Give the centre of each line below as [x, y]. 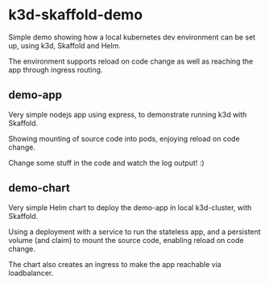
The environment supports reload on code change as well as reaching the [131, 61]
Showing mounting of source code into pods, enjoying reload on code [124, 138]
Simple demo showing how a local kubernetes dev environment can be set [132, 37]
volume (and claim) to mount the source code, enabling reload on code [126, 240]
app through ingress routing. [56, 69]
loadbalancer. [31, 273]
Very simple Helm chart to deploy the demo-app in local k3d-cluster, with [130, 208]
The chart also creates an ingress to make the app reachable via [115, 264]
